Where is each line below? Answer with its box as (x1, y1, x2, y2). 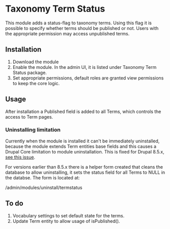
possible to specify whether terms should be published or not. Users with (5, 25, 159, 31)
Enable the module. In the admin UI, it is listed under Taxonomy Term (12, 64, 157, 70)
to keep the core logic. (12, 80, 60, 86)
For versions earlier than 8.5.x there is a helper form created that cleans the (5, 164, 163, 170)
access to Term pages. (5, 113, 53, 120)
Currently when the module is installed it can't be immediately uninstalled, (5, 138, 160, 144)
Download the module (12, 59, 59, 65)
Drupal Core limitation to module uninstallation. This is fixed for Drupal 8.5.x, (5, 148, 165, 155)
